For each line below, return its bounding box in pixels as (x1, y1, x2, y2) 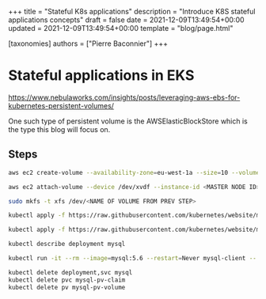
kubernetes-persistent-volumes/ (8, 100, 115, 110)
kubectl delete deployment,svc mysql (8, 268, 133, 276)
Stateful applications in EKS (8, 66, 195, 85)
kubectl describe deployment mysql (8, 240, 126, 248)
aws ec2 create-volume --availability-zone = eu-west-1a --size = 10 (8, 168, 228, 176)
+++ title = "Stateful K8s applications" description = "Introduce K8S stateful (8, 7, 256, 16)
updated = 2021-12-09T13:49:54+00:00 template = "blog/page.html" (8, 24, 234, 32)
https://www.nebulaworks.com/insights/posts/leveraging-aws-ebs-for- (8, 93, 241, 102)
